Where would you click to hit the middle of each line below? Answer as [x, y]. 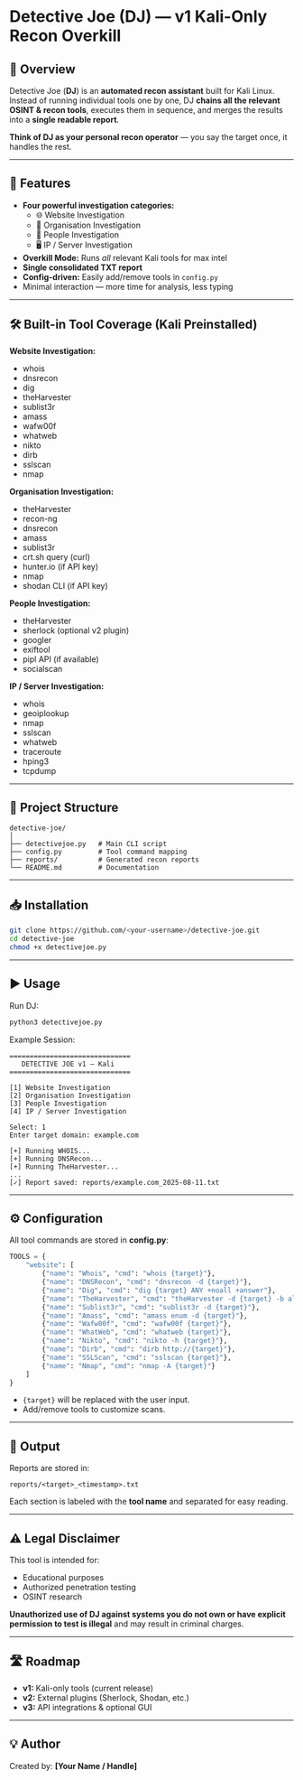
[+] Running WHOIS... [50, 1151]
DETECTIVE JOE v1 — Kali [68, 1064]
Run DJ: [24, 1005]
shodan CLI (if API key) [65, 585]
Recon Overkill [65, 36]
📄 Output [35, 1446]
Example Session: [42, 1039]
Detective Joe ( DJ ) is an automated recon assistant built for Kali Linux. [142, 91]
